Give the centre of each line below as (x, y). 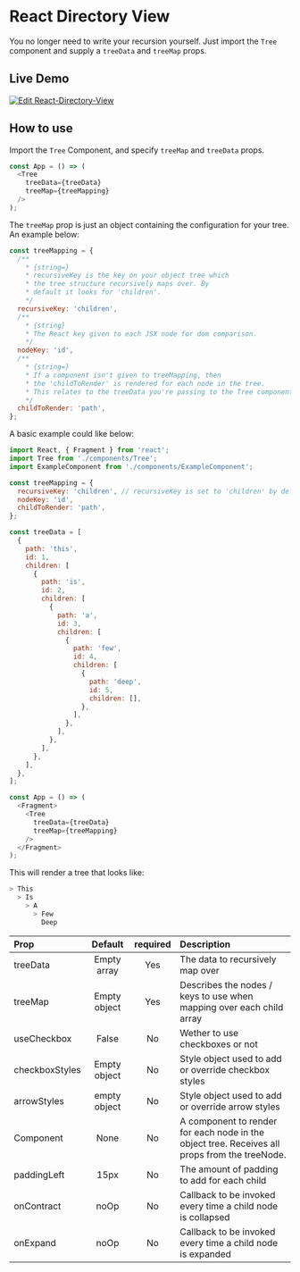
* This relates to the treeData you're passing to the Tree (139, 392)
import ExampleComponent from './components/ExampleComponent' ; (131, 466)
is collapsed (205, 1217)
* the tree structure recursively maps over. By (117, 284)
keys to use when (217, 996)
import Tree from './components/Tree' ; (83, 459)
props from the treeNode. (233, 1154)
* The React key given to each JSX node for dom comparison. (141, 334)
